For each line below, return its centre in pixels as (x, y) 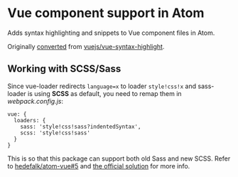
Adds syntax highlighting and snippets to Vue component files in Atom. (111, 33)
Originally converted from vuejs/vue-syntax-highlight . (86, 46)
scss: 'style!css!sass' (55, 133)
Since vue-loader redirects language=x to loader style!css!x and (102, 86)
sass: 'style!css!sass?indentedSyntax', (81, 127)
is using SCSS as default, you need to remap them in (105, 93)
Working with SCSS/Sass (64, 69)
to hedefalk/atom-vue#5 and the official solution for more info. (99, 166)
